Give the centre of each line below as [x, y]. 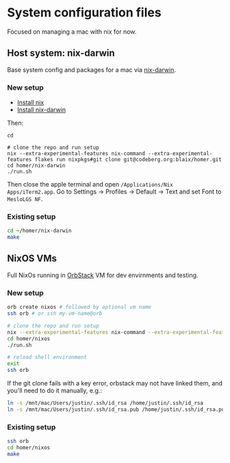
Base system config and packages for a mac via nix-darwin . [92, 69]
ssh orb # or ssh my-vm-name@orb [55, 313]
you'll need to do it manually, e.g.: [55, 391]
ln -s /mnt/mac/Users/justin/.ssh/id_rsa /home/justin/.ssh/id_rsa [105, 403]
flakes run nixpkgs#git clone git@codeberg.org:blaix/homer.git [128, 160]
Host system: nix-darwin [61, 53]
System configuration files [85, 13]
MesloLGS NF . [25, 199]
